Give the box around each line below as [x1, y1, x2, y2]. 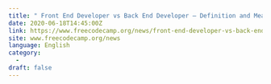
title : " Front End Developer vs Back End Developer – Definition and [8, 11, 251, 20]
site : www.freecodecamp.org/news [8, 34, 121, 42]
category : [8, 49, 42, 57]
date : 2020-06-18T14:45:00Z [8, 19, 103, 27]
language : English [8, 42, 70, 50]
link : [8, 26, 27, 34]
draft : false [8, 64, 52, 72]
